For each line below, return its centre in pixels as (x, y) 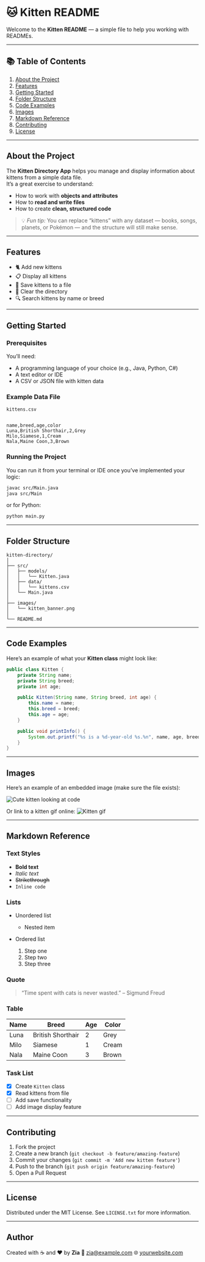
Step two (36, 957)
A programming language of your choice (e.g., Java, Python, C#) (96, 368)
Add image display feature (48, 1107)
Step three (37, 964)
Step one (36, 951)
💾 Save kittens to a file (43, 285)
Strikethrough (32, 880)
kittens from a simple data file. (44, 177)
